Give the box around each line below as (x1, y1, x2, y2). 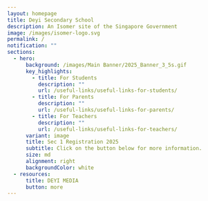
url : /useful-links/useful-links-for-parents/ (37, 106, 175, 113)
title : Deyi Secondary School (7, 17, 95, 23)
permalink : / (7, 36, 45, 43)
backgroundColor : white (25, 164, 95, 171)
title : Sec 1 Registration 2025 (25, 139, 119, 146)
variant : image (25, 132, 70, 139)
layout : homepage (7, 10, 57, 17)
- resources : (13, 171, 51, 178)
